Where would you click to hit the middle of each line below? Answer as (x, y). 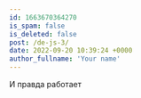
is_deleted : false (43, 34)
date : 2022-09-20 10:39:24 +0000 (71, 51)
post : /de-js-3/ (39, 42)
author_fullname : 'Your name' (65, 59)
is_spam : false (37, 26)
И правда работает (45, 84)
